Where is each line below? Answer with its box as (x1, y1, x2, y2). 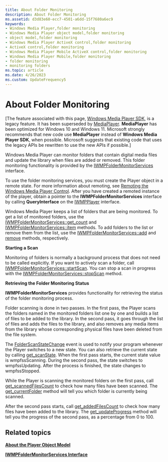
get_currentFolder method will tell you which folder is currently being (5, 388, 147, 394)
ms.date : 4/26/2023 (5, 73, 46, 78)
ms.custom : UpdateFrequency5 (5, 77, 66, 82)
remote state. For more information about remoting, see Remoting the (5, 182, 149, 188)
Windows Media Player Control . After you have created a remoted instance (5, 188, 159, 194)
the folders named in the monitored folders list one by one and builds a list (5, 310, 159, 316)
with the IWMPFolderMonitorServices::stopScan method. (5, 270, 123, 276)
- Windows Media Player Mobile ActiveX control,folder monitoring (5, 49, 147, 54)
